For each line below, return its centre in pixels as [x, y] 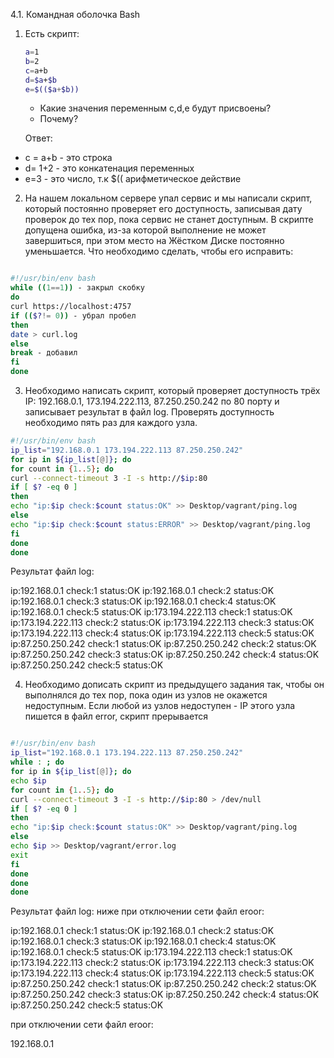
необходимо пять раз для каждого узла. [111, 422]
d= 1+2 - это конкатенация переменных [109, 168]
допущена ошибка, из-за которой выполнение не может [145, 230]
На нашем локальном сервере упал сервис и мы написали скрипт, [168, 198]
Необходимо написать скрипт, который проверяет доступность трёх [172, 390]
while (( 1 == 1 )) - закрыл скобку [77, 288]
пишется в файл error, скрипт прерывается [116, 716]
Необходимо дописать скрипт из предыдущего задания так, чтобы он [174, 685]
